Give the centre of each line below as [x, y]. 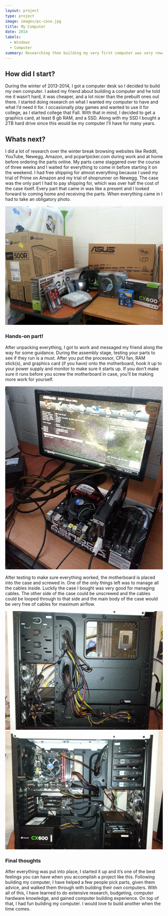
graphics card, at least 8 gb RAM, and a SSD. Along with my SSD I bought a [83, 118]
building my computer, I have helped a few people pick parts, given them [80, 882]
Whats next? [25, 139]
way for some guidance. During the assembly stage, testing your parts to [80, 353]
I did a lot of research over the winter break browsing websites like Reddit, [81, 151]
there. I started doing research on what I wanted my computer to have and [82, 102]
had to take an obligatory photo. [38, 199]
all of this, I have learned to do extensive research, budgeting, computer [79, 893]
